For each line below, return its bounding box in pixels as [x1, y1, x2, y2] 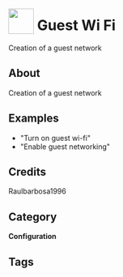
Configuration [8, 232, 57, 241]
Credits [8, 164, 47, 178]
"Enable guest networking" [19, 142, 111, 151]
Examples [8, 112, 59, 126]
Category [8, 210, 57, 224]
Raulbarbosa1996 [8, 186, 66, 196]
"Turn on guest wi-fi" [19, 133, 91, 143]
